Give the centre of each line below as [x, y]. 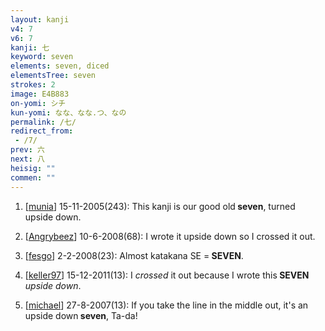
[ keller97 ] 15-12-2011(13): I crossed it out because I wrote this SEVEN [167, 275]
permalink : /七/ [43, 122]
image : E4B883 [40, 94]
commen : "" [33, 177]
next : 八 [27, 159]
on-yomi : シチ [38, 103]
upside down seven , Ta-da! [81, 315]
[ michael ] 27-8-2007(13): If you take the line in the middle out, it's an [166, 305]
